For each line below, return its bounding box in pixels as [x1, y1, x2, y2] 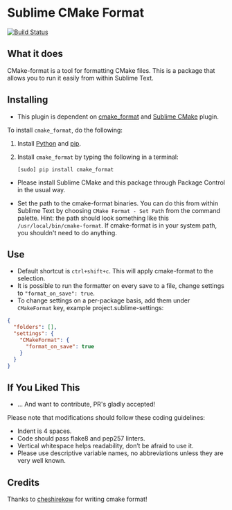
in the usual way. [17, 185, 66, 194]
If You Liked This [7, 382, 80, 393]
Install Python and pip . [17, 139, 82, 147]
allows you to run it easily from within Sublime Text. [7, 74, 154, 82]
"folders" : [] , [13, 324, 57, 331]
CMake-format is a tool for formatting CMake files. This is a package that [7, 66, 215, 74]
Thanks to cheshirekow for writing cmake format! [7, 495, 148, 503]
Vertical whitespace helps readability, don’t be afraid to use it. [17, 442, 194, 450]
